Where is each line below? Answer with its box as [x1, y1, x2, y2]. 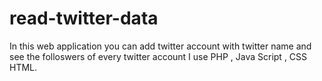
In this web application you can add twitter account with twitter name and [9, 40, 312, 52]
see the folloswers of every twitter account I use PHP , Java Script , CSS [9, 50, 308, 62]
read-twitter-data [9, 7, 159, 30]
